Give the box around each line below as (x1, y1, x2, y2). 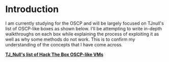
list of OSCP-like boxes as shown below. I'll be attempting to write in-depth (5, 25, 162, 31)
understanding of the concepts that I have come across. (5, 41, 123, 47)
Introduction (5, 4, 59, 15)
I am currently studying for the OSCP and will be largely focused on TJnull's (5, 20, 164, 26)
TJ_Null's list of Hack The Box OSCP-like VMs (5, 51, 103, 57)
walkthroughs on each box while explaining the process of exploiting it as (5, 31, 159, 37)
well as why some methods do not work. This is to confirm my (5, 36, 135, 42)
